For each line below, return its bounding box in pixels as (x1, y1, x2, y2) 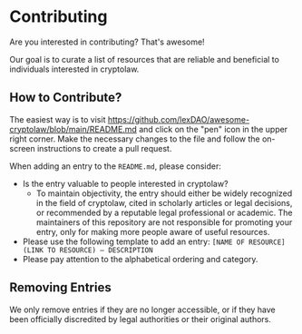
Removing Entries (9, 280, 112, 296)
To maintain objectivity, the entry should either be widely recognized (35, 188, 293, 199)
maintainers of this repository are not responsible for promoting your (35, 216, 293, 228)
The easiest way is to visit (9, 113, 106, 124)
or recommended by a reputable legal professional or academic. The (35, 207, 293, 218)
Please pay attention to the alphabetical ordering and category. (22, 253, 258, 264)
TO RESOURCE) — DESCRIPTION (46, 245, 153, 255)
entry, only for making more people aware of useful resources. (35, 226, 270, 237)
